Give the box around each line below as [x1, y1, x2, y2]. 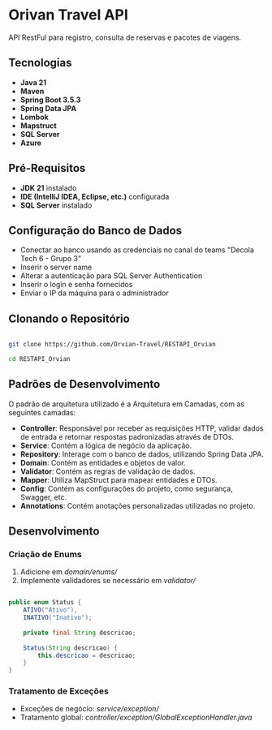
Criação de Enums [8, 549, 83, 560]
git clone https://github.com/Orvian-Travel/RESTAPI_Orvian [8, 341, 217, 349]
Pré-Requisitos [8, 161, 86, 175]
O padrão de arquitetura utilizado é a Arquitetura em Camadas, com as [8, 399, 245, 409]
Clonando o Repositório [8, 311, 130, 325]
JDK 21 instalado [19, 182, 77, 192]
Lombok [19, 112, 49, 122]
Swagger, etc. [19, 492, 67, 502]
